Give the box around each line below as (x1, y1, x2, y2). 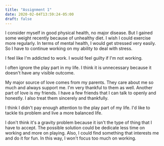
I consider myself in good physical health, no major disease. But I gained (5, 30, 153, 36)
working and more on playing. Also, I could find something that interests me (5, 130, 159, 136)
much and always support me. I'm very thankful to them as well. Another (5, 85, 153, 91)
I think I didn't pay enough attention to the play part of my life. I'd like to (5, 105, 151, 111)
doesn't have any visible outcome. (5, 70, 75, 76)
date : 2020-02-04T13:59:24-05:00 (5, 12, 74, 17)
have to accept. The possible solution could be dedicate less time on (5, 125, 145, 131)
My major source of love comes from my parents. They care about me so (5, 79, 154, 85)
